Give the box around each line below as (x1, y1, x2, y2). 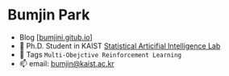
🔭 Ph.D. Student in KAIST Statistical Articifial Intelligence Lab (19, 40, 221, 50)
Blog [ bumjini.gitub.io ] (19, 32, 94, 42)
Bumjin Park (7, 6, 90, 24)
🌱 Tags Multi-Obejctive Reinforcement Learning (19, 49, 182, 59)
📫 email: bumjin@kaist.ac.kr (19, 58, 114, 68)
